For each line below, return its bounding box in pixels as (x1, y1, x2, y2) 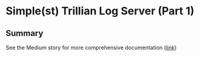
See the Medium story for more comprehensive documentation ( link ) (5, 44, 177, 51)
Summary (5, 28, 44, 38)
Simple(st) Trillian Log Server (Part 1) (5, 4, 195, 18)
